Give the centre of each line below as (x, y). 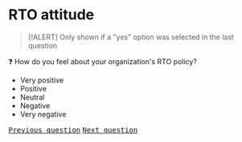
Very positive (42, 80)
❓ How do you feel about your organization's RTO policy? (103, 61)
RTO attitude (51, 15)
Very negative (43, 114)
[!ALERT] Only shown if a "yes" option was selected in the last (131, 37)
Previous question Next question (73, 130)
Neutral (32, 97)
